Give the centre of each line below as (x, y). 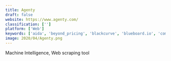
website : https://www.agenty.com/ (42, 19)
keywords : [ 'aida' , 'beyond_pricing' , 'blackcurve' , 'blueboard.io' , (81, 34)
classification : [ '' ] (28, 24)
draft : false (19, 15)
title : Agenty (20, 10)
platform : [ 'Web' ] (25, 29)
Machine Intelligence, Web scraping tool (48, 53)
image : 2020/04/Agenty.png (34, 39)
